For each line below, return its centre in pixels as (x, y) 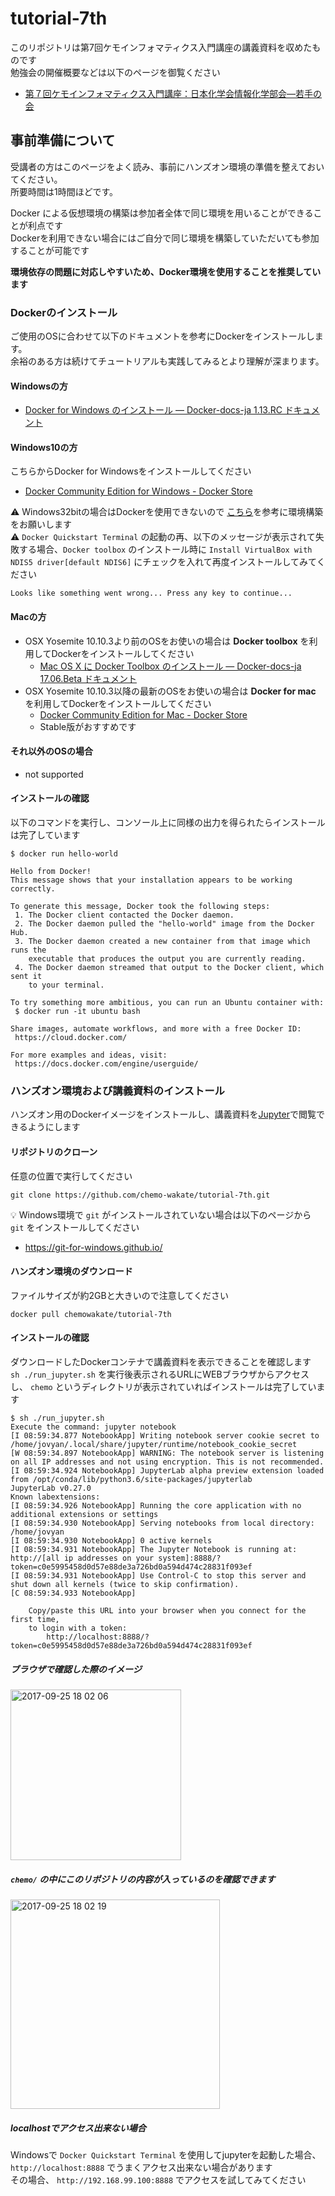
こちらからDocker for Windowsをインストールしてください (131, 471)
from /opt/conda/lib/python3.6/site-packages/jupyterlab (131, 1479)
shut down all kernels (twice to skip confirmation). (125, 1584)
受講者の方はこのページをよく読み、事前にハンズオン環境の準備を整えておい (167, 166)
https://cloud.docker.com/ (71, 1038)
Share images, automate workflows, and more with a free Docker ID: (156, 1029)
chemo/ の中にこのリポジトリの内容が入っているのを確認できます (143, 1879)
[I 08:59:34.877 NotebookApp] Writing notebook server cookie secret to (165, 1435)
